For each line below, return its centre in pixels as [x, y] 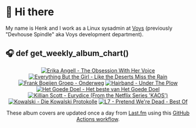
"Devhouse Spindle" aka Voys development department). [75, 34]
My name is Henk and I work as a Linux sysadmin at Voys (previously [89, 28]
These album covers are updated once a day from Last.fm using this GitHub [98, 113]
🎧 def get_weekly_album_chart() [67, 53]
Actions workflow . [98, 119]
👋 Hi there [30, 12]
